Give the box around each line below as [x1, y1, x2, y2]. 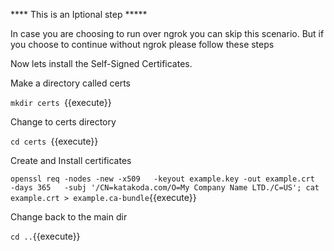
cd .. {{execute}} [10, 230, 81, 242]
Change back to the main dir [10, 211, 128, 223]
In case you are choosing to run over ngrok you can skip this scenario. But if [10, 28, 325, 39]
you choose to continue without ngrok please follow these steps [10, 39, 275, 50]
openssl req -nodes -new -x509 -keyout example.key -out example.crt [10, 174, 315, 184]
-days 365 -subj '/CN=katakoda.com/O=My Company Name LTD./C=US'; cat [10, 183, 320, 193]
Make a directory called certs [10, 77, 132, 89]
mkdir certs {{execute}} [10, 97, 112, 108]
